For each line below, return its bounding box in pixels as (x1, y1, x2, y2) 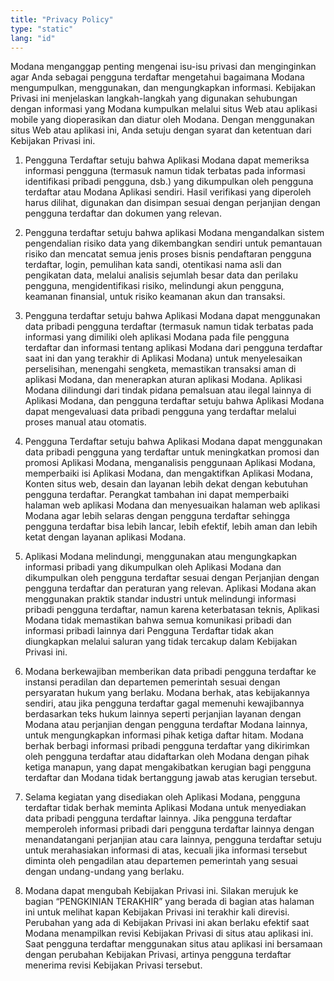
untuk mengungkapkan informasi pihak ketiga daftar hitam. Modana (24, 729, 304, 741)
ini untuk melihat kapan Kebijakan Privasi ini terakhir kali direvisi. (24, 906, 290, 918)
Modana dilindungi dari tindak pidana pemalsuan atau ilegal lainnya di (24, 384, 312, 396)
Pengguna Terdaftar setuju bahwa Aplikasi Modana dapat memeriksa (24, 154, 310, 166)
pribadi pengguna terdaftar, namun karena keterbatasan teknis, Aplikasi (24, 604, 320, 616)
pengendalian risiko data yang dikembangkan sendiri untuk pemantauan (24, 237, 323, 250)
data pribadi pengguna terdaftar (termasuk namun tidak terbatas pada (24, 321, 314, 333)
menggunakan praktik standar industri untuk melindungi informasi (24, 593, 297, 605)
